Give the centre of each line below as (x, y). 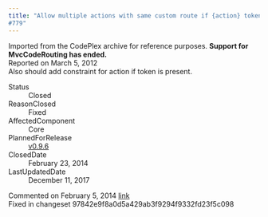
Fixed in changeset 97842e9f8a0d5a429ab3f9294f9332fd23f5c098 (121, 203)
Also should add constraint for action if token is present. (100, 71)
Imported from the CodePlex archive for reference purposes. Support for (128, 45)
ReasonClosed (32, 104)
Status (19, 87)
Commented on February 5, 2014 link (69, 195)
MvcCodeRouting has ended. (58, 54)
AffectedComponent (42, 120)
